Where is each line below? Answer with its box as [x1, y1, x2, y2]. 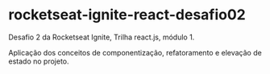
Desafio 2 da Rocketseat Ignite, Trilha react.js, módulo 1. [8, 32, 195, 42]
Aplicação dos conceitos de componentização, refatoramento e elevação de [8, 47, 262, 57]
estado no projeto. [8, 56, 69, 66]
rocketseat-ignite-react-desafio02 [8, 6, 246, 24]
